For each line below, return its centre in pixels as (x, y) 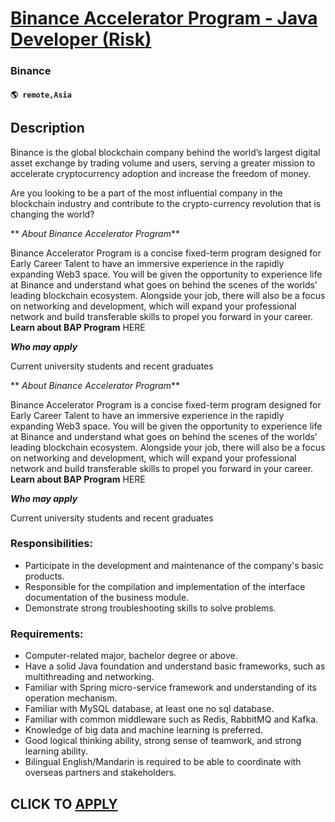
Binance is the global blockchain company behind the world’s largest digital (165, 152)
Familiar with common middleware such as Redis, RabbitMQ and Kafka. (171, 719)
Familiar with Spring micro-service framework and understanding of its (170, 688)
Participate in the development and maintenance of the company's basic (174, 565)
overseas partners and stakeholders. (100, 773)
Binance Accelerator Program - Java (164, 18)
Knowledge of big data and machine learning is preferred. (143, 730)
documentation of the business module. (107, 597)
